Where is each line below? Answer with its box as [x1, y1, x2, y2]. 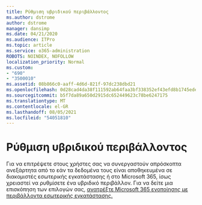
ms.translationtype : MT [6, 98, 66, 104]
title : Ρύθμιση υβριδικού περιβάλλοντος [6, 8, 109, 15]
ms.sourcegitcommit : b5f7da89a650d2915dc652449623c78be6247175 [6, 92, 168, 98]
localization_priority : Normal [6, 59, 85, 65]
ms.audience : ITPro [6, 37, 55, 43]
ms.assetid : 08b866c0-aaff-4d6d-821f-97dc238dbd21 [6, 82, 136, 88]
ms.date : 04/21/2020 [6, 31, 58, 37]
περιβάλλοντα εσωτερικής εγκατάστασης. [6, 192, 113, 200]
